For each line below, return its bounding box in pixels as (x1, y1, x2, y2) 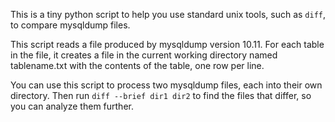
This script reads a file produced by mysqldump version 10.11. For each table (10, 39, 325, 50)
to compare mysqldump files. (10, 19, 131, 31)
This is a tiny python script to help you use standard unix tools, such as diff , (10, 9, 327, 20)
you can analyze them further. (10, 100, 134, 112)
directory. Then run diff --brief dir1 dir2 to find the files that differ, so (10, 90, 312, 101)
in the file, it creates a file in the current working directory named (10, 49, 278, 61)
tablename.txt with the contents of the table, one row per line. (10, 60, 265, 71)
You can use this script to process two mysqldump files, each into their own (10, 79, 323, 91)
